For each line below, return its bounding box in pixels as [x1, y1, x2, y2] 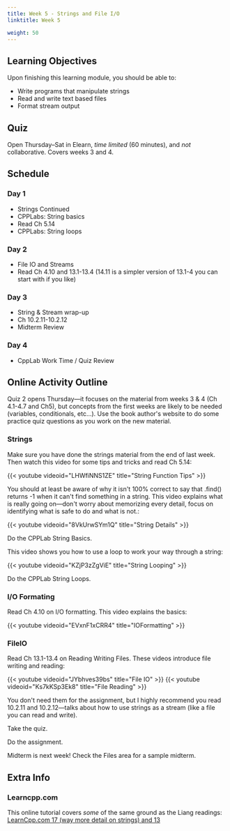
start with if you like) [17, 274, 77, 283]
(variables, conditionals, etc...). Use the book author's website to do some [7, 410, 220, 418]
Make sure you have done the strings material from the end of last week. [7, 450, 216, 458]
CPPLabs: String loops [17, 227, 82, 235]
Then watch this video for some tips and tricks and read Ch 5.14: [7, 458, 192, 466]
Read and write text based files [17, 95, 107, 103]
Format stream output [17, 102, 80, 110]
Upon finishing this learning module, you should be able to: [7, 74, 176, 82]
